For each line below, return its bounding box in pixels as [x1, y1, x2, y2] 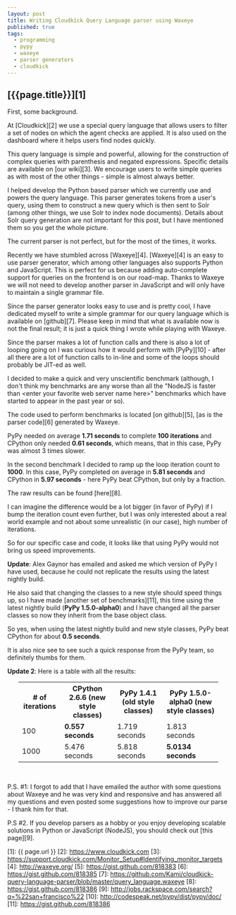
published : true [7, 23, 55, 30]
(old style [122, 697, 155, 707]
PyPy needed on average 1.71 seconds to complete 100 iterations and [7, 432, 212, 440]
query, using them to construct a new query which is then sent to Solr [7, 201, 210, 210]
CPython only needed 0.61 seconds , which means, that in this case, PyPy [7, 439, 222, 448]
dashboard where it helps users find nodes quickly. [7, 136, 156, 145]
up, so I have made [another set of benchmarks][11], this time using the [7, 596, 213, 605]
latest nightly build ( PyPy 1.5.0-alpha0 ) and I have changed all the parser [7, 604, 221, 612]
